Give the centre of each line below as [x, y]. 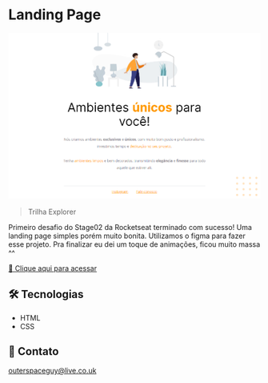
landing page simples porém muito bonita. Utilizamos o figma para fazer [127, 236]
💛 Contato [34, 351]
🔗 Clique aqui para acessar [53, 268]
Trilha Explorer [52, 212]
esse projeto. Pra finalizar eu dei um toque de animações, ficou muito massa [134, 244]
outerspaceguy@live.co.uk [52, 371]
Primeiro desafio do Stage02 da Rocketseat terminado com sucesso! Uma [130, 227]
